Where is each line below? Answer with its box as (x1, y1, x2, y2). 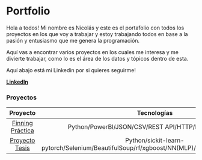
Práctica (11, 126, 34, 135)
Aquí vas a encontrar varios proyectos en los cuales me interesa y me (6, 48, 179, 55)
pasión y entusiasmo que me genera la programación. (6, 37, 140, 44)
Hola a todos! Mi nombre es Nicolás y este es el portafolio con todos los (6, 24, 185, 31)
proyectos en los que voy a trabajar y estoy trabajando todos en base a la (6, 30, 188, 37)
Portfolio (6, 4, 50, 18)
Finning (11, 119, 33, 128)
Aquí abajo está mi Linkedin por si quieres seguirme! (6, 66, 136, 73)
